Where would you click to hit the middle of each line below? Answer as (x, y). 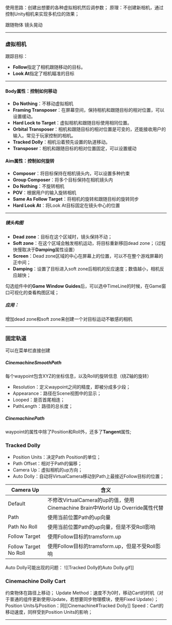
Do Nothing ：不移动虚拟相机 (43, 103)
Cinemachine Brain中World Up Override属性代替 (105, 508)
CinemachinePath (25, 418)
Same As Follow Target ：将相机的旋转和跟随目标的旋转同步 (76, 199)
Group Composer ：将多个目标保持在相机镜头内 (63, 180)
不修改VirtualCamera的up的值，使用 (91, 500)
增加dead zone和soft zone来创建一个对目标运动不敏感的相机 (69, 319)
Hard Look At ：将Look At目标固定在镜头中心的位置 (66, 205)
